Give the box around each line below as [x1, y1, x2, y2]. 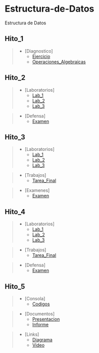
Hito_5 [5, 282, 25, 291]
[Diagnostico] [24, 48, 54, 54]
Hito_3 [5, 133, 26, 141]
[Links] [24, 331, 39, 337]
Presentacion [32, 316, 60, 322]
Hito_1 [5, 34, 24, 43]
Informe [32, 322, 49, 327]
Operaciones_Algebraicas [32, 59, 86, 65]
